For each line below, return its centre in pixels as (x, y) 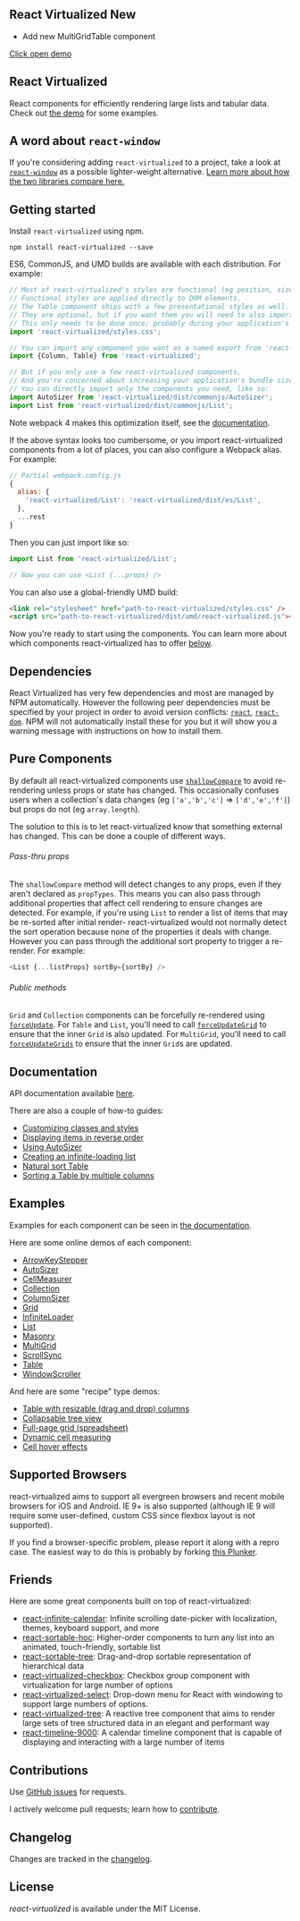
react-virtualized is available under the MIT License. (105, 1908)
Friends (31, 1580)
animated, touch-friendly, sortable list (91, 1647)
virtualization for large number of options (97, 1685)
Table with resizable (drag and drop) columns (106, 1408)
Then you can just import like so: (69, 542)
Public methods (38, 987)
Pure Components (61, 759)
